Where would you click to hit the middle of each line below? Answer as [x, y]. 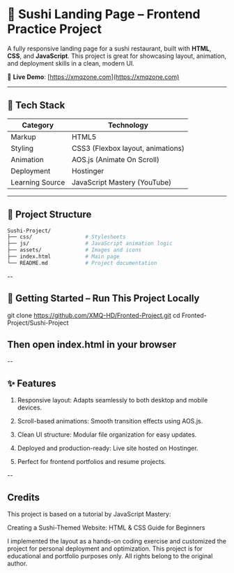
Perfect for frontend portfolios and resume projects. [92, 462]
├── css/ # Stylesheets [67, 237]
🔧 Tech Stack [36, 105]
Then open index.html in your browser [92, 345]
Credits [24, 497]
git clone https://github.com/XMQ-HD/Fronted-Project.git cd [94, 315]
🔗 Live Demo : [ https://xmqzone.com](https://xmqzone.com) [93, 77]
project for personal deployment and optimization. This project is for [105, 549]
